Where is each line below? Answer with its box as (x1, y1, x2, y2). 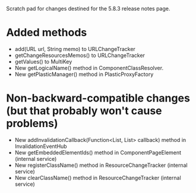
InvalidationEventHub (14, 143, 67, 150)
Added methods (6, 26, 87, 39)
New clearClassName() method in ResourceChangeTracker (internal (14, 174, 181, 181)
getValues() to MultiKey (14, 58, 72, 65)
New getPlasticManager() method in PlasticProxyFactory (14, 71, 154, 78)
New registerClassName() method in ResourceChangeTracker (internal (14, 162, 188, 169)
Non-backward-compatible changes (6, 91, 190, 105)
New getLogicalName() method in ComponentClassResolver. (14, 64, 164, 71)
